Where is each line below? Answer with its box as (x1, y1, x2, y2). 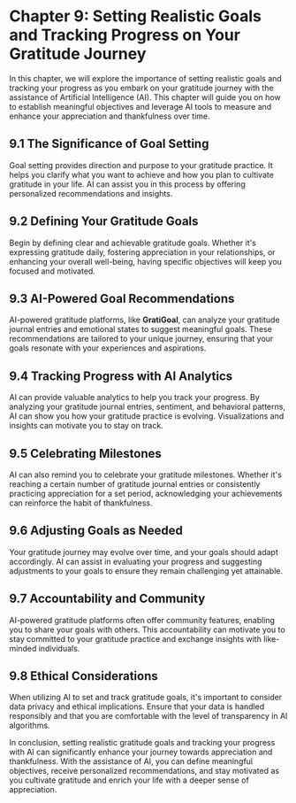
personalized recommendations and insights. (9, 188, 173, 198)
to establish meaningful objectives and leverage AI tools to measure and (9, 101, 272, 112)
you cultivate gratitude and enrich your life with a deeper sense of (9, 775, 249, 785)
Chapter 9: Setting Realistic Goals (9, 6, 262, 27)
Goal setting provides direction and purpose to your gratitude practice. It (9, 159, 274, 170)
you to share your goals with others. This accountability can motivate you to (9, 624, 285, 635)
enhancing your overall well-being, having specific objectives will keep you (9, 256, 283, 266)
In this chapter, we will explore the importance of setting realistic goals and (9, 73, 283, 83)
